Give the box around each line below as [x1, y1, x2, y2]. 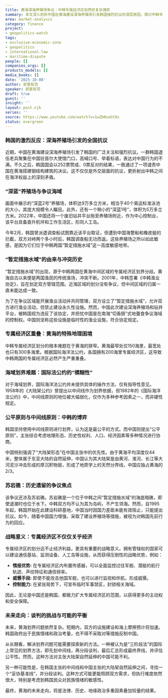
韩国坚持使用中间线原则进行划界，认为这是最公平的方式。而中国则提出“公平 [5, 426, 161, 432]
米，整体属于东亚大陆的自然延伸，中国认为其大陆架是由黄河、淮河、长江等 [5, 456, 158, 462]
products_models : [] [5, 68, 48, 73]
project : [5, 26, 23, 31]
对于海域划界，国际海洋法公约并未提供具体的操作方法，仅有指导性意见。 [5, 382, 154, 388]
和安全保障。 [5, 598, 31, 604]
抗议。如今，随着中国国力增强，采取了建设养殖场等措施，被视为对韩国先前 [5, 513, 158, 519]
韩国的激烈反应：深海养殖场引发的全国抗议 [5, 136, 108, 143]
